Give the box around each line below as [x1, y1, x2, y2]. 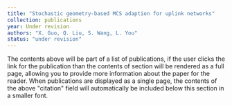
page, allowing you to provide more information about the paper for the [7, 70, 210, 78]
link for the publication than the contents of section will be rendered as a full [7, 62, 224, 70]
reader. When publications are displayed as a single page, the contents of [7, 77, 217, 85]
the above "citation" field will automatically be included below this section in [7, 84, 224, 93]
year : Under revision [7, 23, 70, 30]
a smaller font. [7, 91, 48, 100]
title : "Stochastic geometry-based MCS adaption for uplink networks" [7, 10, 215, 17]
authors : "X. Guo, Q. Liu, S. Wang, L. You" [7, 29, 138, 37]
